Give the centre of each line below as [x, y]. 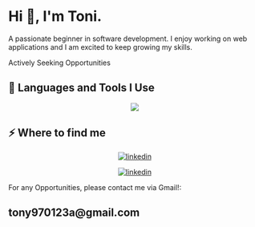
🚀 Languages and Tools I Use [81, 88]
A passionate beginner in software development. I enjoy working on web [128, 39]
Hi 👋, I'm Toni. [55, 16]
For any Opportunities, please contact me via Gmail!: [95, 187]
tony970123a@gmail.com [74, 212]
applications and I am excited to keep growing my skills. [100, 47]
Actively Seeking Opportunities [59, 63]
